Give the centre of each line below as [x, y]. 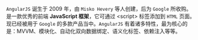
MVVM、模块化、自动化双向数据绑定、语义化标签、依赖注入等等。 [99, 31]
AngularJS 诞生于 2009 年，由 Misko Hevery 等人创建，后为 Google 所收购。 [99, 9]
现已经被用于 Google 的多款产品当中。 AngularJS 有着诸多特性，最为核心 [94, 24]
